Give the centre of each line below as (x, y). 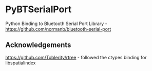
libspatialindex (21, 63)
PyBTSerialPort (39, 9)
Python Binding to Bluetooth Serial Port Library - (56, 23)
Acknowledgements (38, 45)
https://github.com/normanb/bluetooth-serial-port (58, 29)
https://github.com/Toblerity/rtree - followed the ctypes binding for (76, 57)
